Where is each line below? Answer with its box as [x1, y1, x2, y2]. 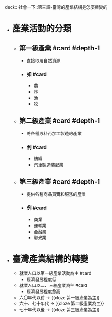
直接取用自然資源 [26, 58, 61, 63]
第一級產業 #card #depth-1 [19, 44, 100, 52]
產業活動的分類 [12, 23, 71, 34]
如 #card [26, 71, 47, 78]
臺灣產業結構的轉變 [12, 253, 88, 265]
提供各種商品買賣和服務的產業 [26, 191, 86, 197]
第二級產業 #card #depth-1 [19, 117, 100, 125]
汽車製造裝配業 [33, 162, 64, 167]
